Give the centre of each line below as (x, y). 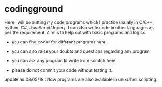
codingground (34, 9)
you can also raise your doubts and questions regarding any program (81, 51)
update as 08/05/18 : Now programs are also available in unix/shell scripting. (81, 79)
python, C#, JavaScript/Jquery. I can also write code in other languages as (79, 27)
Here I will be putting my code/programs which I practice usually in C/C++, (79, 22)
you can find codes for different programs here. (59, 42)
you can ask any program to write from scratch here (64, 60)
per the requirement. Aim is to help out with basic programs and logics (75, 32)
